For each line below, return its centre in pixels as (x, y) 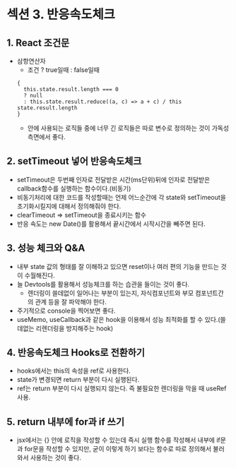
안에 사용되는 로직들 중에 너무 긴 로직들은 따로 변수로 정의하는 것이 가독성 (128, 128)
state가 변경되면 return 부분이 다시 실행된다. (78, 380)
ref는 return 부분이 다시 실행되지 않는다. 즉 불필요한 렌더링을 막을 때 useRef (122, 388)
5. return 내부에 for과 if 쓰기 (66, 422)
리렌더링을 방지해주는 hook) (75, 328)
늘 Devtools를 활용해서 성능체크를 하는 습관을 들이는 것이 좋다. (103, 284)
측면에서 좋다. (46, 137)
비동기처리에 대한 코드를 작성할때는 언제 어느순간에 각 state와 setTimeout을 (122, 197)
